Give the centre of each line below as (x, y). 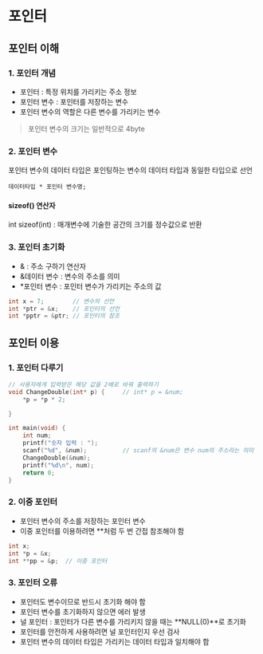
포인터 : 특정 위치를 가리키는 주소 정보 (78, 92)
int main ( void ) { (37, 428)
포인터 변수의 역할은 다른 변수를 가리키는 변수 (90, 112)
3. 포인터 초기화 (37, 247)
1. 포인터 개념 (32, 73)
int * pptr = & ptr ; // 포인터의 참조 (64, 316)
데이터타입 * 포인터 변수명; (47, 187)
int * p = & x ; (30, 554)
